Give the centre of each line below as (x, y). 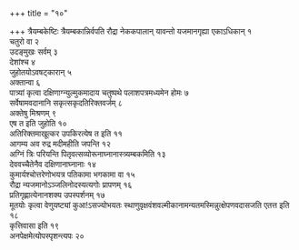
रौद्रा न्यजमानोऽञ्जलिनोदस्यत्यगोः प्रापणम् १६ (71, 185)
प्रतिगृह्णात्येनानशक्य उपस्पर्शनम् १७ (58, 195)
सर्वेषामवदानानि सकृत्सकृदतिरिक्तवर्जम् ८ (66, 103)
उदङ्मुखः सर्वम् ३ (34, 52)
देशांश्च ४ (23, 62)
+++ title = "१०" (39, 13)
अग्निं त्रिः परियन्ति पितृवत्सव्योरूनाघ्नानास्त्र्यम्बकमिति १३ (88, 154)
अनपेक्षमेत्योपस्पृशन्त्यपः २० (47, 236)
